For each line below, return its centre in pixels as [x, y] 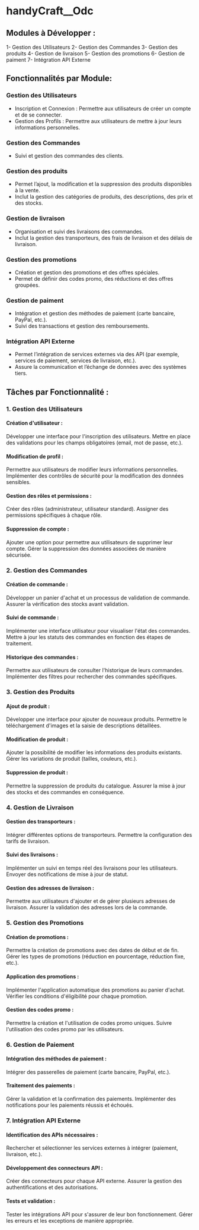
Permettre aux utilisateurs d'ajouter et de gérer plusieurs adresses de [91, 901]
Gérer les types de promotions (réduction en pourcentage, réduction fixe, [96, 956]
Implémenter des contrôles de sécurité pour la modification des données [95, 476]
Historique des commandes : [42, 657]
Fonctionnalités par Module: [59, 79]
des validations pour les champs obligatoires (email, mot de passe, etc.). [94, 443]
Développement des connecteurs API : [54, 1168]
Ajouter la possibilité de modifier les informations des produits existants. [94, 752]
